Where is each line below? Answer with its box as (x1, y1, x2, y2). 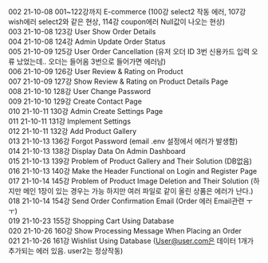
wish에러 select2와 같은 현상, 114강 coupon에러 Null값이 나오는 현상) (8, 17, 226, 26)
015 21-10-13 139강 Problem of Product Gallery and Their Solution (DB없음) (8, 156, 253, 166)
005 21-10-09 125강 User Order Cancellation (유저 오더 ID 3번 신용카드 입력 (8, 47, 250, 56)
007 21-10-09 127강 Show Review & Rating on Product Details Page (8, 77, 229, 86)
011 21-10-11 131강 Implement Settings (8, 116, 132, 126)
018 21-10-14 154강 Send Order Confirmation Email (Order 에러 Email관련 (8, 196, 245, 206)
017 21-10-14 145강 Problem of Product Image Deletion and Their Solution (8, 176, 249, 186)
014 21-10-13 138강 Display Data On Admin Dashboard (8, 147, 186, 155)
